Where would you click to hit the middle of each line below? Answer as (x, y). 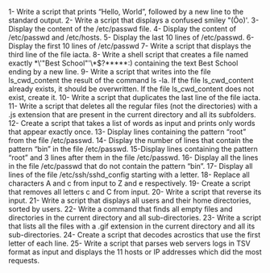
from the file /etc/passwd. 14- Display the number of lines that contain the (131, 140)
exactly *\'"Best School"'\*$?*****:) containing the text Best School (123, 63)
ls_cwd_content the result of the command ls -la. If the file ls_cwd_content (131, 80)
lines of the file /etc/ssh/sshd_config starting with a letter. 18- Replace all (129, 174)
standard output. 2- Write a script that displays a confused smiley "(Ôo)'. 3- (134, 20)
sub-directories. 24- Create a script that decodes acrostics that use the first (134, 235)
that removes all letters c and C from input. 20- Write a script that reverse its (135, 192)
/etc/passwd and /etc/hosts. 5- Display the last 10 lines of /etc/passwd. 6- (131, 37)
